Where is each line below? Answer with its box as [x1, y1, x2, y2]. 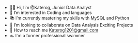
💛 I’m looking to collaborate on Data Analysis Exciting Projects [9, 22, 133, 28]
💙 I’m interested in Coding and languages [9, 10, 92, 15]
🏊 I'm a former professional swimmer [9, 33, 85, 38]
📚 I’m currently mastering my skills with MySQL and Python [9, 15, 129, 21]
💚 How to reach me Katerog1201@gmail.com [9, 27, 98, 33]
